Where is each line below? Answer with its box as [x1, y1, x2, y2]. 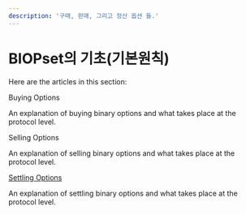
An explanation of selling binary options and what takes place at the [8, 148, 235, 158]
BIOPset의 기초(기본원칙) [8, 49, 170, 67]
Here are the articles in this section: [8, 76, 127, 86]
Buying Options [8, 92, 60, 102]
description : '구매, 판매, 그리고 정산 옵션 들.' [8, 11, 159, 20]
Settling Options [8, 172, 63, 183]
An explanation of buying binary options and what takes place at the [8, 108, 237, 118]
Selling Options [8, 132, 59, 142]
